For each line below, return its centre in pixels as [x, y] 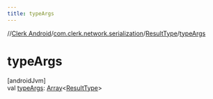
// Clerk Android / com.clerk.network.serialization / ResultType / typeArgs [106, 33]
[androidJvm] [27, 80]
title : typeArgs [31, 13]
